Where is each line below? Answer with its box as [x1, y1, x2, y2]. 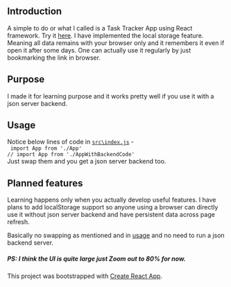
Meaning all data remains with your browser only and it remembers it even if [7, 38, 225, 47]
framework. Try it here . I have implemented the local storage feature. [7, 31, 204, 40]
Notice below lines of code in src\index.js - [7, 138, 134, 146]
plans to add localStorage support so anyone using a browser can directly [7, 203, 219, 211]
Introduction [7, 6, 62, 17]
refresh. [7, 218, 30, 226]
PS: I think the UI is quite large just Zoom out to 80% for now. [7, 254, 186, 263]
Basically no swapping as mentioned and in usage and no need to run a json [7, 232, 225, 240]
